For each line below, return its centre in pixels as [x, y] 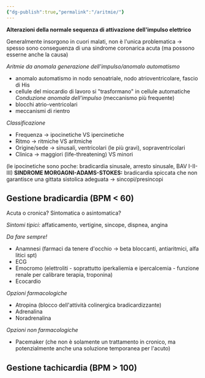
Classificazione [26, 123]
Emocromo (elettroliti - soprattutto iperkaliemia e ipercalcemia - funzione [107, 268]
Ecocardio [28, 281]
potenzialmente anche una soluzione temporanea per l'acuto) [93, 349]
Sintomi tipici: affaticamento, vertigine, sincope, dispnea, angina [87, 225]
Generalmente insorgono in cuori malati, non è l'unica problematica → [94, 41]
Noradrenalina [33, 318]
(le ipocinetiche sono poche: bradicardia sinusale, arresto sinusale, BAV [97, 166]
